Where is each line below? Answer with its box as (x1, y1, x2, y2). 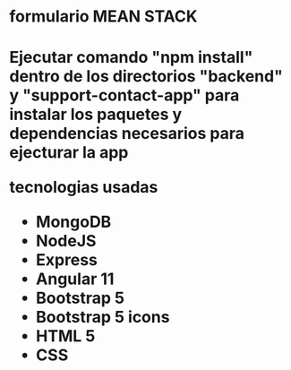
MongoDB (35, 212, 112, 232)
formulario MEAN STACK (9, 6, 198, 27)
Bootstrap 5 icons (35, 307, 170, 328)
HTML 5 (35, 326, 96, 347)
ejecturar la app (9, 142, 129, 163)
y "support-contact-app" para (9, 85, 240, 106)
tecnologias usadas (9, 177, 158, 198)
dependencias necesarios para (9, 124, 244, 144)
